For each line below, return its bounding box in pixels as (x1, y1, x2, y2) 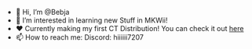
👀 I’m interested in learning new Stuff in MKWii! (15, 16, 168, 25)
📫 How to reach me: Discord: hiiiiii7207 (15, 33, 144, 42)
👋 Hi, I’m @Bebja (15, 8, 70, 16)
